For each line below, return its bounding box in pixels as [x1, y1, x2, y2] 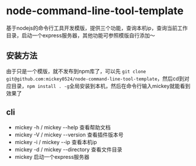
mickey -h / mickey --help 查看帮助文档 [14, 123, 111, 131]
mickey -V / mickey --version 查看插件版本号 [14, 131, 124, 138]
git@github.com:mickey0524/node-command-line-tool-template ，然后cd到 [6, 75, 185, 82]
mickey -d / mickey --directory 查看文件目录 [14, 146, 123, 153]
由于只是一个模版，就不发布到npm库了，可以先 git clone [6, 67, 146, 74]
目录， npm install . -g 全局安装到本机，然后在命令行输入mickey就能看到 [11, 82, 191, 89]
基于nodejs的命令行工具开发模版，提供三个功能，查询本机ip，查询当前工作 [6, 24, 188, 31]
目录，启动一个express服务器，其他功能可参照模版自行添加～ [6, 31, 156, 39]
